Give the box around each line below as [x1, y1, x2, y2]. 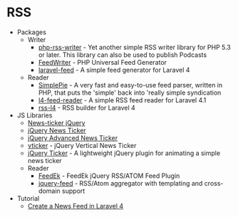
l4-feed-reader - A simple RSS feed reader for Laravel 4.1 [38, 95, 207, 104]
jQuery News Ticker [27, 126, 86, 134]
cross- [204, 179, 224, 187]
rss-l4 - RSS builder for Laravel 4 [38, 103, 136, 112]
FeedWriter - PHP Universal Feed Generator [38, 58, 167, 66]
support [62, 186, 86, 195]
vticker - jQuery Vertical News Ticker [27, 141, 137, 149]
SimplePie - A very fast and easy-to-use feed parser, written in [38, 80, 223, 89]
